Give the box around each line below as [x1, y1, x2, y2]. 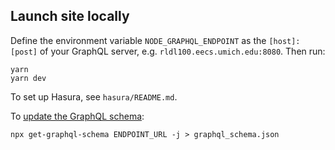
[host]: [268, 36, 301, 46]
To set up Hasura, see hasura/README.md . [10, 90, 178, 103]
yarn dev [10, 73, 47, 83]
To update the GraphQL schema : [10, 110, 145, 122]
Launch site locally [10, 8, 130, 25]
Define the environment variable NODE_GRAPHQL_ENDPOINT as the [10, 34, 267, 46]
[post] [10, 47, 38, 57]
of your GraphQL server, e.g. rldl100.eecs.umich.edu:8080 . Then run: [39, 45, 326, 57]
